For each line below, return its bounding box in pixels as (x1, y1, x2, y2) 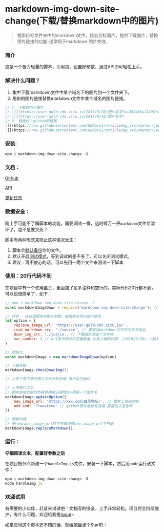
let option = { (5, 318, 36, 323)
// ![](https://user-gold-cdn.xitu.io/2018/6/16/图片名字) (5, 114, 125, 119)
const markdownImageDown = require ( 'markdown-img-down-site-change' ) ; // (5, 305, 159, 310)
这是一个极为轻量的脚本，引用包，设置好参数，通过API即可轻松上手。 (5, 64, 145, 70)
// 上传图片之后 (5, 385, 34, 391)
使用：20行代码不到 (5, 273, 52, 279)
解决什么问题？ (5, 77, 41, 84)
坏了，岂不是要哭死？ (5, 226, 48, 232)
